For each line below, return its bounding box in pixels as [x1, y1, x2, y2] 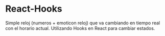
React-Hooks [5, 3, 62, 15]
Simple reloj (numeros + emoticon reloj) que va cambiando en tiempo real [5, 20, 160, 26]
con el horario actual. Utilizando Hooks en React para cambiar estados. [5, 25, 155, 31]
